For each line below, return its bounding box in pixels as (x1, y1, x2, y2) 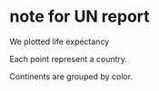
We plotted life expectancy (9, 36, 110, 47)
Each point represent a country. (9, 53, 128, 64)
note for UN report (9, 6, 150, 27)
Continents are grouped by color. (9, 70, 134, 82)
